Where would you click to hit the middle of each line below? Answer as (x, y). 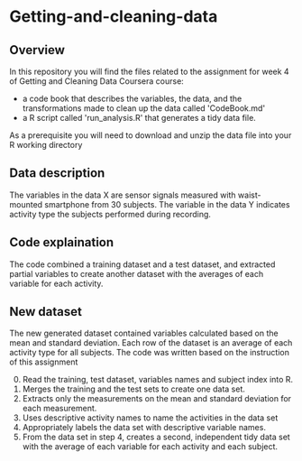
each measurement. (59, 409)
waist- (249, 195)
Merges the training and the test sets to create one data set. (133, 389)
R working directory (46, 145)
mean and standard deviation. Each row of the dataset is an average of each (151, 343)
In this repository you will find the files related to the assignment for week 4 (150, 71)
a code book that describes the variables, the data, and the (132, 98)
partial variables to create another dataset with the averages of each (137, 273)
